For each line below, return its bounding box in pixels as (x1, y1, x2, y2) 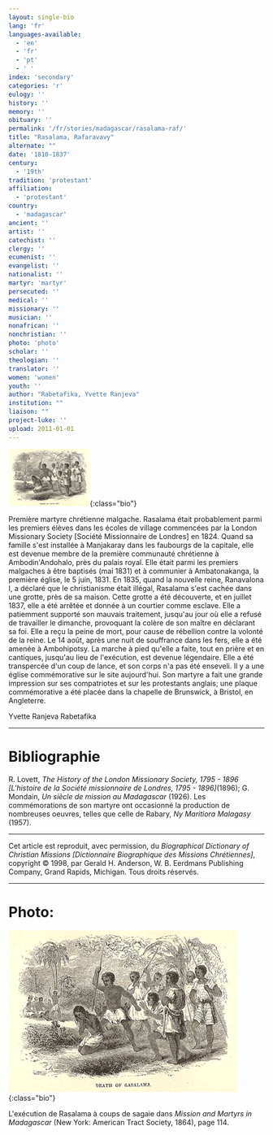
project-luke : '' (8, 416, 67, 424)
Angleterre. (8, 695, 46, 705)
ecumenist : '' (8, 253, 57, 262)
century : (8, 159, 38, 167)
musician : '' (8, 313, 53, 321)
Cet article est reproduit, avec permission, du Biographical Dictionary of (8, 841, 249, 850)
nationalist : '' (8, 271, 63, 279)
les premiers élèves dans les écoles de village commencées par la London (8, 523, 258, 533)
